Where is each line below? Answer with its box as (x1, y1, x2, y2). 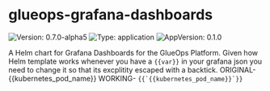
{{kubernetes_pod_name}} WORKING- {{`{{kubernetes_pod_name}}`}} (8, 73, 243, 83)
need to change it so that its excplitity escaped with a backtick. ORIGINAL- (8, 64, 256, 74)
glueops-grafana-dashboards (8, 6, 213, 24)
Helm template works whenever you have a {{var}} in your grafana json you (8, 56, 263, 66)
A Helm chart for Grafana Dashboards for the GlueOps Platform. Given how (8, 48, 259, 57)
